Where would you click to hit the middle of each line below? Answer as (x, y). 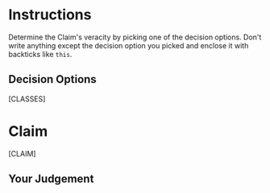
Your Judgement (51, 179)
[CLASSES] (27, 99)
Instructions (50, 15)
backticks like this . (40, 54)
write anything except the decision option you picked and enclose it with (129, 45)
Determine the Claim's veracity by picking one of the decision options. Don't (135, 37)
